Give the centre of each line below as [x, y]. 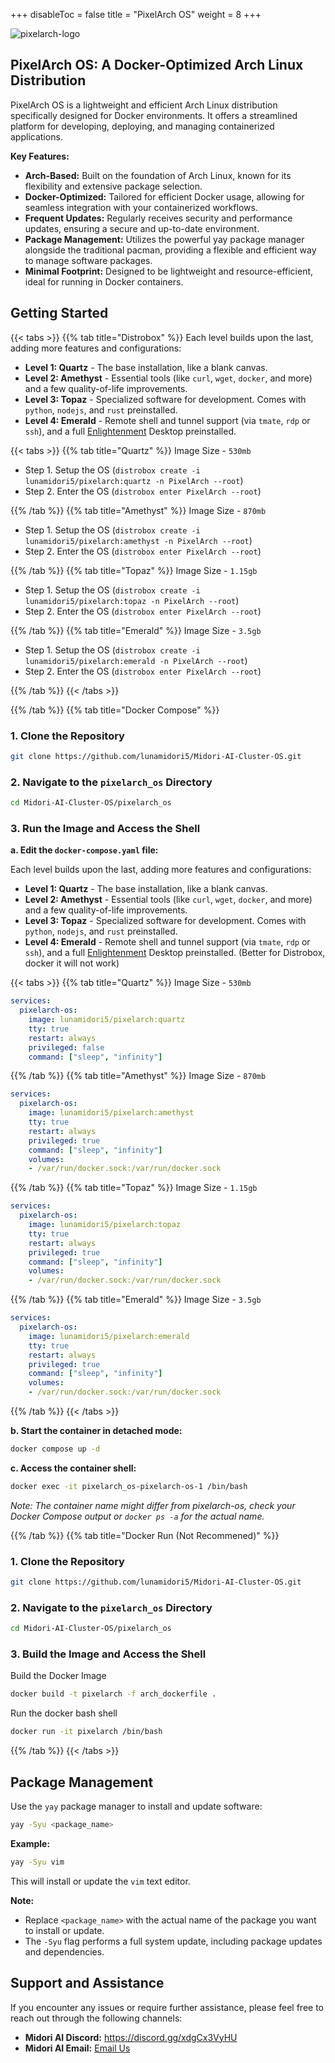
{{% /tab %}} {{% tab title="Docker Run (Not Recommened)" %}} [145, 1535]
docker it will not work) [72, 963]
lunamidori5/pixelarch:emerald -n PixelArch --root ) [136, 660]
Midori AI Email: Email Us [77, 2048]
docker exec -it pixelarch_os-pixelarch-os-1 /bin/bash [129, 1486]
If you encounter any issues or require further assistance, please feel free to [167, 2007]
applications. [36, 136]
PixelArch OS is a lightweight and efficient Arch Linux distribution [144, 105]
